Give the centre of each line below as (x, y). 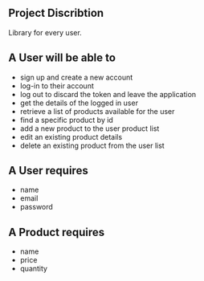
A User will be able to (62, 58)
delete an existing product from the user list (92, 145)
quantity (34, 269)
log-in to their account (57, 86)
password (37, 207)
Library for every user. (45, 32)
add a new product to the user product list (90, 128)
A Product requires (57, 232)
